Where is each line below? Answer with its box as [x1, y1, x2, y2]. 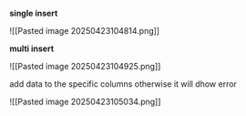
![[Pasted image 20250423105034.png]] [9, 96, 161, 107]
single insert [9, 8, 58, 18]
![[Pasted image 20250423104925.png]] [9, 61, 161, 71]
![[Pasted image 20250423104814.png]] [9, 26, 160, 36]
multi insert [9, 43, 55, 54]
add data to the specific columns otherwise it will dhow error [9, 79, 237, 90]
